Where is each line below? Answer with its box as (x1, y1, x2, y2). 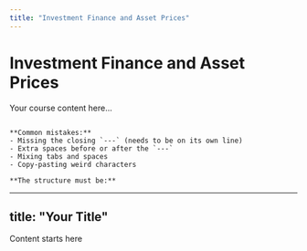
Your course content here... (9, 102, 112, 113)
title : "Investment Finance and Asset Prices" (9, 13, 190, 23)
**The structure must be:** (9, 175, 117, 185)
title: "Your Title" (9, 209, 109, 225)
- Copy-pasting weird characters (9, 160, 137, 169)
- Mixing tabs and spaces (9, 152, 108, 161)
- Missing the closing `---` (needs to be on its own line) (9, 136, 244, 145)
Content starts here (9, 234, 83, 245)
